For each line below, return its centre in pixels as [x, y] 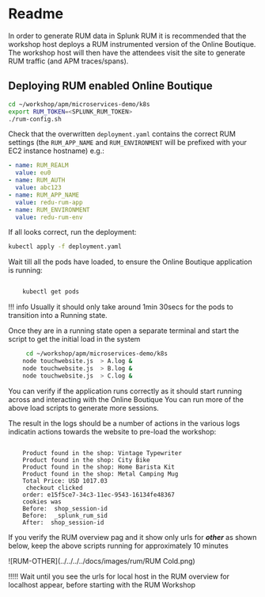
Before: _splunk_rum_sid [65, 515]
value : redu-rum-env [49, 217]
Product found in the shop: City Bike [86, 460]
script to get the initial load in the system [74, 339]
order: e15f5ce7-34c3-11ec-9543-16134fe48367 [99, 495]
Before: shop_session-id [65, 508]
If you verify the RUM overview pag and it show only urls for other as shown [132, 537]
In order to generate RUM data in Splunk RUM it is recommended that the [127, 36]
